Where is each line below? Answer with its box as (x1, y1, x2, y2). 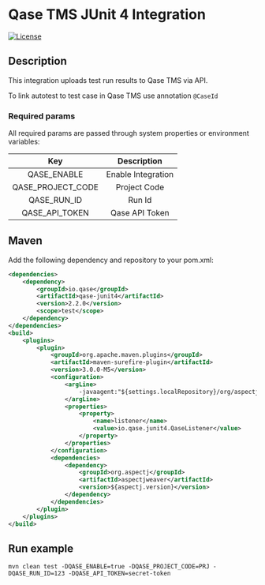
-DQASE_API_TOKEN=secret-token (68, 570, 171, 578)
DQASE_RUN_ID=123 (8, 570, 65, 578)
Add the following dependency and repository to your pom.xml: (8, 255, 215, 264)
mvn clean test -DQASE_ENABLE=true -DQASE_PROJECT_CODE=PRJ (8, 563, 211, 571)
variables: (8, 137, 40, 147)
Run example (8, 542, 73, 555)
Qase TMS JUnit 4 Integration (8, 6, 207, 24)
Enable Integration (106, 169, 174, 180)
